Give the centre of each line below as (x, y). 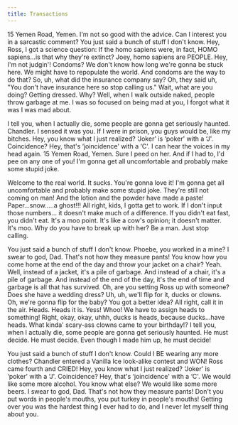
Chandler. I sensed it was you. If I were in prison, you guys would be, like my (119, 131)
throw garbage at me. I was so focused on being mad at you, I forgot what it (118, 102)
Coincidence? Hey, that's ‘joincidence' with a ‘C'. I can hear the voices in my (119, 146)
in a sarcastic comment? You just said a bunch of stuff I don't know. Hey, (114, 42)
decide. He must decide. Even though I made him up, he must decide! (109, 340)
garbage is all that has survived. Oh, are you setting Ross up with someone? (118, 287)
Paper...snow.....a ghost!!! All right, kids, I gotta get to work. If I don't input (115, 205)
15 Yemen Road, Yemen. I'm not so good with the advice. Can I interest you (117, 34)
